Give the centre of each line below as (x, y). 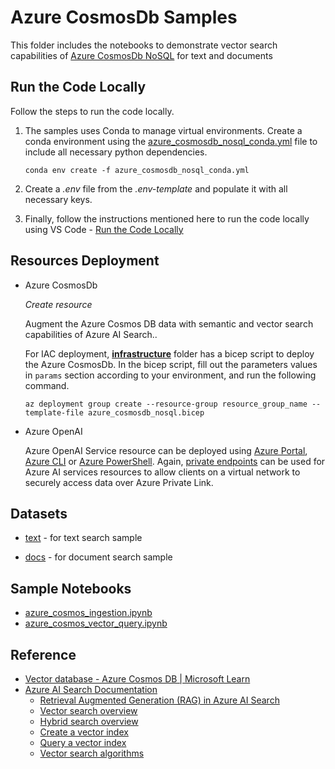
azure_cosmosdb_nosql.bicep (146, 412)
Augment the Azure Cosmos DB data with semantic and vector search (169, 323)
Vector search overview (88, 710)
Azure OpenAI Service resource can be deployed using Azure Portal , (166, 450)
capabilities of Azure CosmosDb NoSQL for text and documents (141, 55)
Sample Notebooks (71, 588)
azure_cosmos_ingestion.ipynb (88, 613)
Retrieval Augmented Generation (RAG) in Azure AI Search (159, 700)
